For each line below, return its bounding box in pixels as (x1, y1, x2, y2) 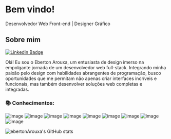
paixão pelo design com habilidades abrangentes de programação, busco (5, 70, 161, 76)
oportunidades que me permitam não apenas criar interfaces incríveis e (5, 75, 157, 82)
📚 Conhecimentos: (5, 99, 55, 106)
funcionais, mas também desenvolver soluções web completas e (5, 81, 143, 87)
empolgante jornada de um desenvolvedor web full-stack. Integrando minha (5, 64, 166, 70)
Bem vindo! (5, 4, 55, 15)
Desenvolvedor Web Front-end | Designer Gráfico (5, 21, 110, 27)
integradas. (5, 86, 29, 92)
